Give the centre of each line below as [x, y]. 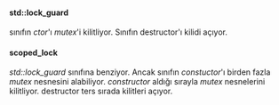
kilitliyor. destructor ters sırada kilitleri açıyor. [91, 91]
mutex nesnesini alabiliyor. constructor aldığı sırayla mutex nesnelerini [137, 82]
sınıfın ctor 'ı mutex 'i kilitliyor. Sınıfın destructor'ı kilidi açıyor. [119, 32]
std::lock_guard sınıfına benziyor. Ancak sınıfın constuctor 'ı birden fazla [140, 72]
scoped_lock [33, 52]
